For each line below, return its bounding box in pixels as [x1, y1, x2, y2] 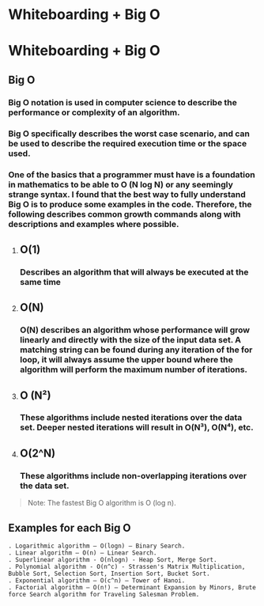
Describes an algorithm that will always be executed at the [19, 267, 249, 278]
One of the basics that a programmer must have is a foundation [8, 169, 255, 180]
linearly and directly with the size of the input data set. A [19, 335, 242, 346]
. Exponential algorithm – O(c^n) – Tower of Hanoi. [8, 576, 186, 585]
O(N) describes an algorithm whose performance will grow [19, 324, 251, 335]
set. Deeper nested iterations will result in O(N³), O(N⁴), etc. [19, 422, 255, 433]
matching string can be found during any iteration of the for [19, 344, 253, 355]
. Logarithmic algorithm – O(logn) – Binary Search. [8, 542, 186, 550]
